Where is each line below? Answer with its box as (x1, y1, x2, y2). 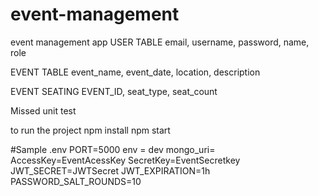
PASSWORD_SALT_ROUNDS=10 (10, 175, 142, 187)
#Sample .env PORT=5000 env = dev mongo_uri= (10, 143, 216, 155)
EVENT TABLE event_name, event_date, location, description (10, 66, 261, 78)
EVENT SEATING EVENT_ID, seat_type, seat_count (10, 85, 218, 97)
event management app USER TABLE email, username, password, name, (10, 36, 310, 48)
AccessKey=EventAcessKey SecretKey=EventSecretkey (10, 154, 241, 166)
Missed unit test (10, 104, 77, 117)
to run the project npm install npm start (10, 124, 171, 136)
